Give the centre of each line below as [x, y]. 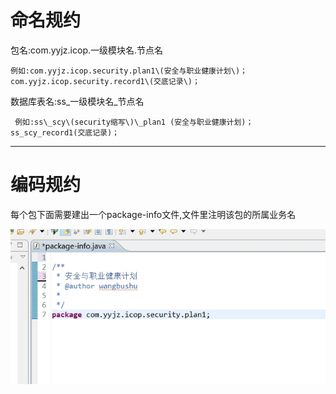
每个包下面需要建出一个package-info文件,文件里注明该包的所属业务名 [153, 214]
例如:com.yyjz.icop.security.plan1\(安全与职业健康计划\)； [129, 71]
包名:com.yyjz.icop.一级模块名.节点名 [87, 50]
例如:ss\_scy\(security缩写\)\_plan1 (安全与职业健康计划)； [134, 122]
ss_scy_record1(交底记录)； [65, 132]
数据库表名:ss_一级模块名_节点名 [77, 101]
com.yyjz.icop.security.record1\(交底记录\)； [105, 81]
